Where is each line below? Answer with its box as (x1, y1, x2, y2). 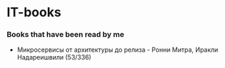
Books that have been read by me (6, 30, 125, 40)
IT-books (6, 4, 62, 21)
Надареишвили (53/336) (16, 53, 92, 62)
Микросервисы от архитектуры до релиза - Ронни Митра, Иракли (16, 45, 219, 54)
